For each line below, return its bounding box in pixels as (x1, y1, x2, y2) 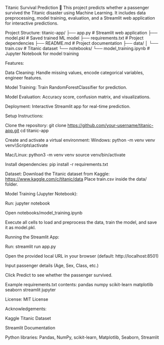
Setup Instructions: (5, 113, 44, 119)
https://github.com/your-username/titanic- (67, 123, 154, 128)
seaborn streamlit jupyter (5, 287, 56, 292)
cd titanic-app (20, 128, 49, 133)
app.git (5, 128, 20, 133)
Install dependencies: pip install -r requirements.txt (5, 161, 108, 167)
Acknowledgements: (5, 306, 47, 312)
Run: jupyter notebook (5, 200, 50, 206)
